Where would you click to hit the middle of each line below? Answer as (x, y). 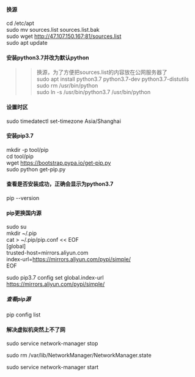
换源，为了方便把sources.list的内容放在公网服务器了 (102, 72)
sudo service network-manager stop (52, 343)
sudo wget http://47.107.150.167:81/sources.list (64, 36)
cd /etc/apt (20, 23)
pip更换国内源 (24, 213)
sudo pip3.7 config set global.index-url (55, 278)
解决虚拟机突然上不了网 (36, 329)
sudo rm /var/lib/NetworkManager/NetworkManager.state (79, 356)
